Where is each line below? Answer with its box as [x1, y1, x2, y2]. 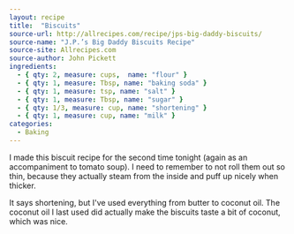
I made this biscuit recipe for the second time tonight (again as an [9, 152, 248, 162]
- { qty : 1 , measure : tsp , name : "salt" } [17, 87, 176, 95]
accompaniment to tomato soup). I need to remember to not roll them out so [9, 161, 285, 172]
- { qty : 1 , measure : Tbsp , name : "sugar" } [17, 94, 184, 104]
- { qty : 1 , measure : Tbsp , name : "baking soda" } [17, 79, 207, 87]
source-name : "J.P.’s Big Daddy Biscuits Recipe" [9, 37, 196, 47]
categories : [9, 120, 53, 129]
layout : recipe [9, 12, 65, 22]
